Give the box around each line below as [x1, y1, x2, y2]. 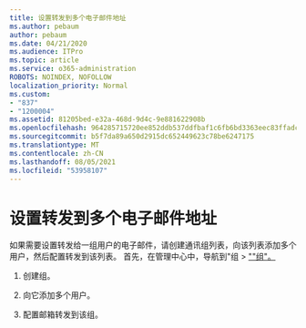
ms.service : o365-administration [9, 65, 137, 74]
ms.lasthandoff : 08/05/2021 [9, 157, 117, 167]
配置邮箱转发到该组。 [22, 309, 103, 320]
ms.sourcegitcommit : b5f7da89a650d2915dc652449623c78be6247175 [9, 132, 255, 141]
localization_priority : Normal [9, 81, 128, 90]
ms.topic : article [9, 56, 79, 65]
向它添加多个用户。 [22, 290, 96, 301]
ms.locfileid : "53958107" [9, 166, 107, 175]
